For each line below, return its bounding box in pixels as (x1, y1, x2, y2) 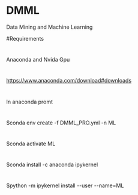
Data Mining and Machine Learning (6, 23, 93, 31)
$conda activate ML (6, 140, 56, 147)
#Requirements (6, 35, 44, 42)
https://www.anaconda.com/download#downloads (6, 77, 132, 84)
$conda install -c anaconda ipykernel (6, 161, 98, 168)
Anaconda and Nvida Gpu (6, 56, 70, 63)
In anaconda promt (6, 98, 53, 105)
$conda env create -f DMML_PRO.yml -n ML (6, 119, 116, 126)
